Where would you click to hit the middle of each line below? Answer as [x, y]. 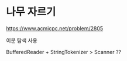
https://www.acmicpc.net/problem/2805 [55, 28]
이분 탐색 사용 [22, 40]
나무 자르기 [31, 12]
